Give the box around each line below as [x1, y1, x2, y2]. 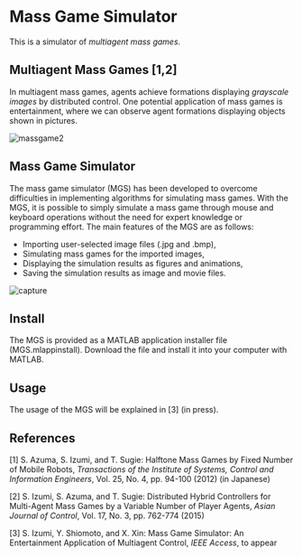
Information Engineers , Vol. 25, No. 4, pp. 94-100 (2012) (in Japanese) [9, 474, 270, 484]
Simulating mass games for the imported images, [22, 248, 206, 259]
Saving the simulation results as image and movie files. [22, 267, 227, 278]
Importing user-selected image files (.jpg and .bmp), [22, 238, 216, 249]
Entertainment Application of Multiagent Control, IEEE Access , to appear [9, 537, 278, 548]
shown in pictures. [9, 115, 78, 125]
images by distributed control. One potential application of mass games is [9, 96, 283, 107]
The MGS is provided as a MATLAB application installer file [9, 335, 228, 346]
